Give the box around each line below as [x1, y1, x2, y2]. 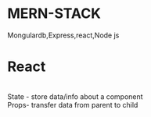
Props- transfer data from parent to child [7, 100, 138, 109]
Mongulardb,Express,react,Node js [7, 30, 120, 40]
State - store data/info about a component [7, 91, 143, 101]
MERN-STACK [7, 5, 101, 23]
